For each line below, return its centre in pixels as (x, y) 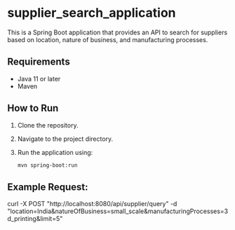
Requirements (39, 62)
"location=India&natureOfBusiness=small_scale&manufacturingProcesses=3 (118, 211)
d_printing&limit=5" (35, 219)
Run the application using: (55, 152)
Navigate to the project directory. (65, 139)
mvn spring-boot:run (47, 165)
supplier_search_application (92, 13)
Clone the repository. (48, 125)
